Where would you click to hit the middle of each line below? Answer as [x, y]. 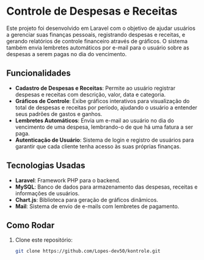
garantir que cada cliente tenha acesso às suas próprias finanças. [98, 146]
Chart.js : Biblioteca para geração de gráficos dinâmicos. [87, 200]
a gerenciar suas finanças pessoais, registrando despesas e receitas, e [96, 34]
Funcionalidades [39, 74]
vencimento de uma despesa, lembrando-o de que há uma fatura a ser [104, 127]
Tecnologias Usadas [46, 166]
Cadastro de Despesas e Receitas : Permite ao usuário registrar [95, 88]
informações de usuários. [47, 193]
